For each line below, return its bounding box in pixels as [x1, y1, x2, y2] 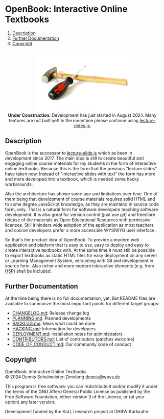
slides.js [73, 123, 90, 129]
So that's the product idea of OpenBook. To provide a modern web [5, 236, 140, 242]
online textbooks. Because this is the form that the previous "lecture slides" [5, 165, 158, 171]
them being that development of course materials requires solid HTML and [5, 196, 155, 202]
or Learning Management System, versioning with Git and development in [5, 258, 154, 263]
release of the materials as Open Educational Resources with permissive [5, 217, 151, 223]
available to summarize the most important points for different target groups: [5, 300, 160, 306]
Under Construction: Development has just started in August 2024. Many [8, 112, 157, 118]
